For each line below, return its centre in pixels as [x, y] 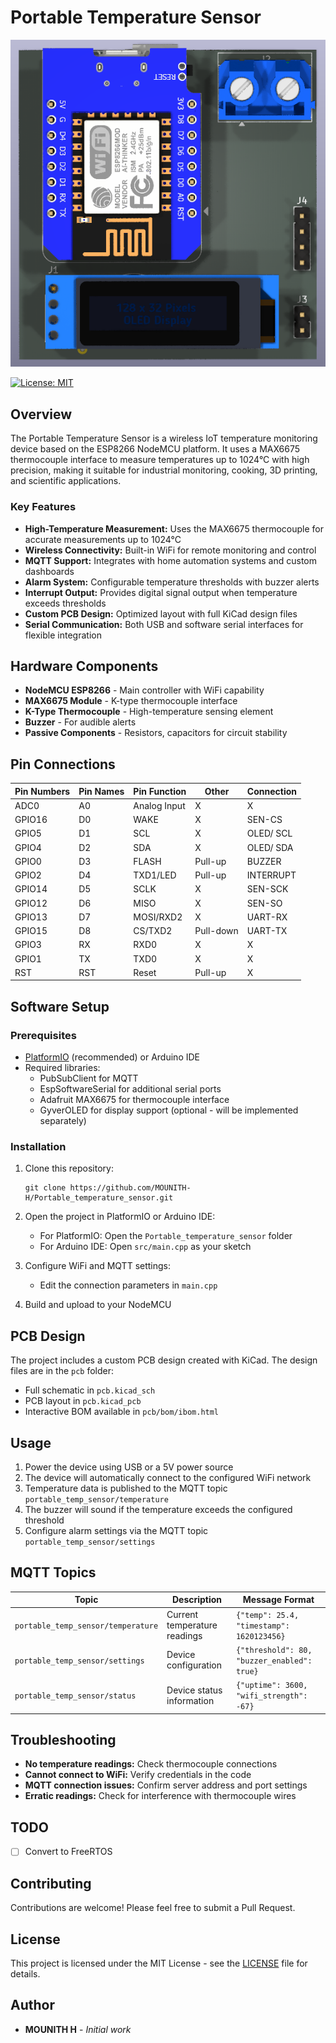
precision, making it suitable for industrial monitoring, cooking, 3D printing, [164, 470]
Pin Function [160, 791]
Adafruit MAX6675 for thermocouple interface [134, 1100]
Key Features [43, 507]
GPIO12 [31, 903]
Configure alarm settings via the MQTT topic [116, 1531]
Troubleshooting [63, 1740]
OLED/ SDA [270, 847]
